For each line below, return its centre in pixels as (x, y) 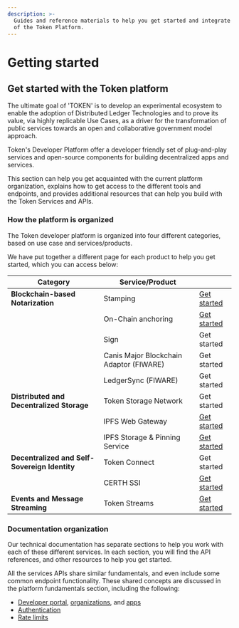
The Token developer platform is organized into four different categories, (114, 235)
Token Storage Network (143, 401)
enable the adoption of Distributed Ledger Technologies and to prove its (113, 113)
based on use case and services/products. (70, 243)
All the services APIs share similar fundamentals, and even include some (114, 573)
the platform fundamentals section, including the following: (94, 588)
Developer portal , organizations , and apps (79, 602)
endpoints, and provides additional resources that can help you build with (115, 194)
